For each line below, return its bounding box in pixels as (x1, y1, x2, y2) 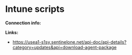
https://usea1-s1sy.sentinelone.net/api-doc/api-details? (12, 39, 127, 45)
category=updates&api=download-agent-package (12, 44, 117, 50)
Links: (5, 29, 19, 35)
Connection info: (5, 20, 41, 26)
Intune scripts (5, 3, 65, 15)
